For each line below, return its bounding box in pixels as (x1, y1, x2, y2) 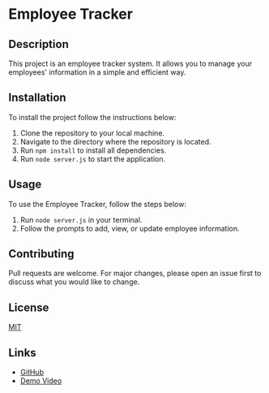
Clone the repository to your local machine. (19, 127, 164, 138)
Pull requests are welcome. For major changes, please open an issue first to (8, 269, 262, 279)
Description (8, 37, 69, 51)
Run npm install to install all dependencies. (19, 145, 167, 155)
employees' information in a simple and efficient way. (8, 67, 186, 77)
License (8, 300, 49, 314)
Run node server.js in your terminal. (19, 214, 143, 224)
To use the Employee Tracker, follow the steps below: (8, 199, 186, 209)
